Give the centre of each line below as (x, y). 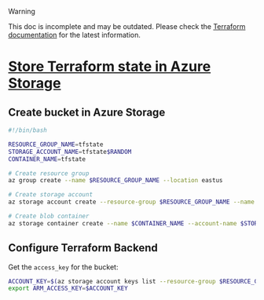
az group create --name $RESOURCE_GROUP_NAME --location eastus (115, 181)
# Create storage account (50, 195)
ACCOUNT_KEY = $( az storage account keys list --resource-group (112, 281)
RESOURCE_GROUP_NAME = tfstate (56, 145)
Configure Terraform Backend (83, 248)
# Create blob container (49, 216)
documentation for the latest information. (75, 35)
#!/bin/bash (27, 130)
